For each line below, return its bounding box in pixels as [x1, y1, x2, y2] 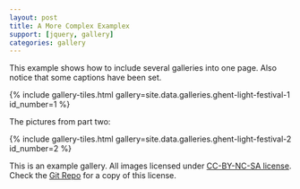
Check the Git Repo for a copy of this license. [9, 170, 177, 181]
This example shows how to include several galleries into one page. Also [9, 63, 278, 73]
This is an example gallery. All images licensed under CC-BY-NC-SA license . [9, 160, 292, 171]
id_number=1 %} [9, 99, 71, 110]
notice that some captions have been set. [9, 73, 162, 83]
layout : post [9, 13, 58, 22]
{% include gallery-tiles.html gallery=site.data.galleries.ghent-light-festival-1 [9, 90, 291, 100]
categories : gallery [9, 38, 87, 47]
